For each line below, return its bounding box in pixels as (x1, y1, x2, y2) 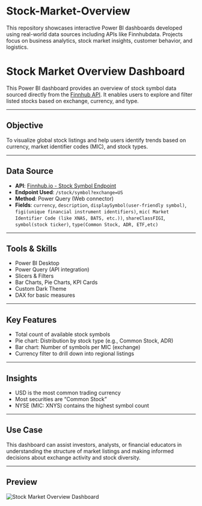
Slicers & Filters (14, 273, 54, 280)
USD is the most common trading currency (14, 389, 121, 396)
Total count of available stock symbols (14, 330, 111, 338)
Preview (6, 477, 38, 487)
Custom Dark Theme (14, 285, 67, 293)
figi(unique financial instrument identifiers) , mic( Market (14, 207, 170, 215)
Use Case (6, 425, 43, 435)
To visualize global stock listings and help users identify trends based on (6, 136, 186, 144)
